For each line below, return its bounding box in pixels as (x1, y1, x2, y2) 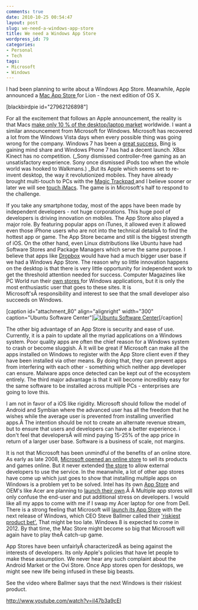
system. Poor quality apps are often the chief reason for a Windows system (6, 338, 190, 346)
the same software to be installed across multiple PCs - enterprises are (6, 382, 179, 389)
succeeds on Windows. (6, 296, 63, 304)
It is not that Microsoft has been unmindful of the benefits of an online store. (6, 449, 192, 456)
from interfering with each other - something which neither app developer (6, 363, 186, 371)
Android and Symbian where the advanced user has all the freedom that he (6, 407, 189, 414)
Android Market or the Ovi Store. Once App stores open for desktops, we (6, 561, 184, 569)
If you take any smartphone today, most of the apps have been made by (6, 202, 181, 209)
